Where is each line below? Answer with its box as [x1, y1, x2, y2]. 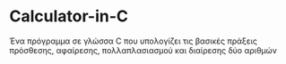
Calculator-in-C [9, 6, 128, 27]
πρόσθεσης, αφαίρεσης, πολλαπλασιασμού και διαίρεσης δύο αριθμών [9, 44, 278, 55]
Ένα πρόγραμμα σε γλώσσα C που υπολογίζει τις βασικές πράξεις [9, 36, 258, 46]
